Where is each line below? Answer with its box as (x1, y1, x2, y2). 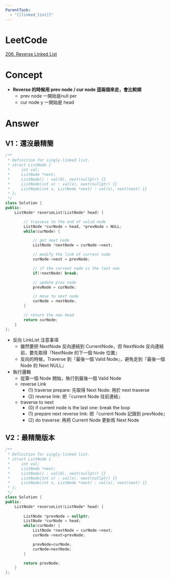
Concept (5, 69, 43, 81)
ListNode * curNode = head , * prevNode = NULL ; (23, 224, 123, 229)
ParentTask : (5, 7, 31, 13)
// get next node (32, 238, 70, 243)
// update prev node (32, 280, 77, 285)
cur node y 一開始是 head (20, 99, 75, 105)
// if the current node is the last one (32, 266, 120, 271)
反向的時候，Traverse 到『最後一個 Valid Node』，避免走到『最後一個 (20, 356, 165, 362)
